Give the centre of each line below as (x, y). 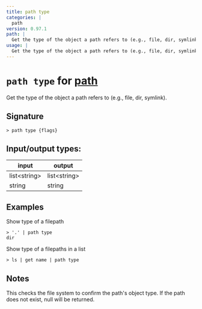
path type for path (52, 80)
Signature (25, 117)
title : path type (28, 12)
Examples (25, 207)
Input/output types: (44, 148)
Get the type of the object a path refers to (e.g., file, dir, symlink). (87, 98)
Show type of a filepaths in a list (46, 249)
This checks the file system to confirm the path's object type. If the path (96, 293)
